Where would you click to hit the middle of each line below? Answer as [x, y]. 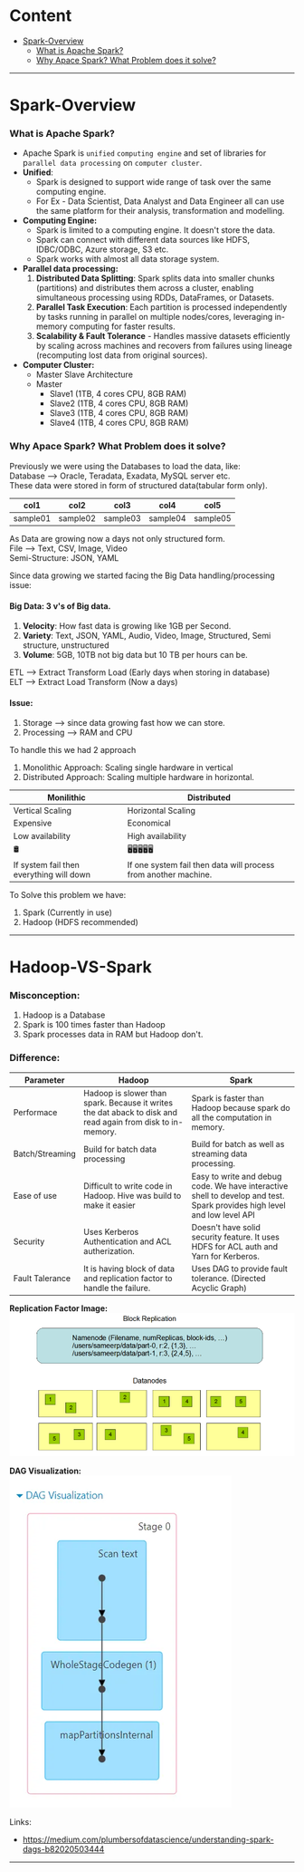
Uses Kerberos [111, 1232]
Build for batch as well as [238, 1144]
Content [41, 16]
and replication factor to [128, 1279]
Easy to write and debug [237, 1176]
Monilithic [66, 797]
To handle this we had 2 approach [73, 750]
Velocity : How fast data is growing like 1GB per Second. [127, 626]
